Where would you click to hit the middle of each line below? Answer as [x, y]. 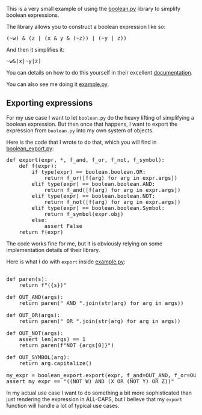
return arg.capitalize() [55, 363]
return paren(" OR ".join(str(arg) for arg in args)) [100, 321]
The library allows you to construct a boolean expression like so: [86, 27]
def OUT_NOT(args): [35, 333]
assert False [63, 226]
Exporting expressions [50, 103]
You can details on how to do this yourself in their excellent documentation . [99, 72]
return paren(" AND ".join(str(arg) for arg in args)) [102, 303]
